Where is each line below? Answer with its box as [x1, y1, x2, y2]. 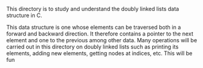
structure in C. [6, 12, 43, 19]
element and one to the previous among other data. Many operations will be [6, 37, 197, 43]
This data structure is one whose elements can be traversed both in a [6, 24, 182, 31]
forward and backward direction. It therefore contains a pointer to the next [6, 30, 194, 37]
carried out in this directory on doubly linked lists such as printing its [6, 43, 179, 50]
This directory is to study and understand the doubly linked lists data [6, 6, 179, 12]
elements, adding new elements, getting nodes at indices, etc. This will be [6, 50, 193, 57]
